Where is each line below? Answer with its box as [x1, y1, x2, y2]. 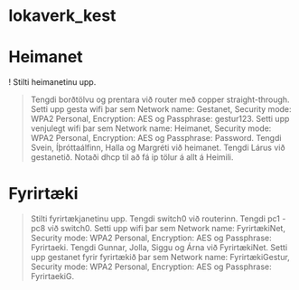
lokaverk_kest [8, 5, 117, 26]
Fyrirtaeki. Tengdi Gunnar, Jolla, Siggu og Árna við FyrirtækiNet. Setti [30, 242, 288, 253]
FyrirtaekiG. [30, 271, 74, 282]
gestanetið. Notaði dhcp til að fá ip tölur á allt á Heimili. [30, 152, 234, 163]
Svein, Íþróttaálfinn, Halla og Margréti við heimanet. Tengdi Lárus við [30, 142, 285, 154]
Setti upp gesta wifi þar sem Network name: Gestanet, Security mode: [30, 104, 292, 115]
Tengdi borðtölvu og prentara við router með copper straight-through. [30, 94, 290, 105]
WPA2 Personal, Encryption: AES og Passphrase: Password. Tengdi [30, 133, 282, 144]
